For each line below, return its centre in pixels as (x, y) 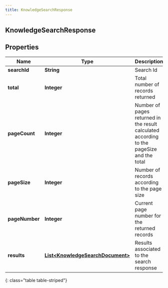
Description (149, 61)
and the (144, 155)
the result (146, 124)
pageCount (21, 133)
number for (148, 216)
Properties (22, 47)
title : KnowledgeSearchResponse (39, 10)
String (52, 70)
